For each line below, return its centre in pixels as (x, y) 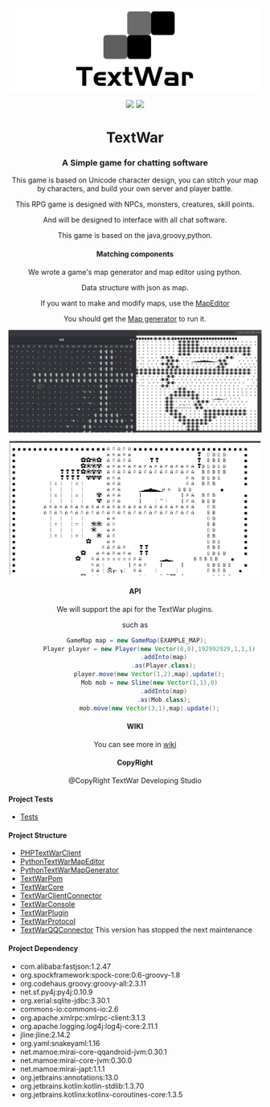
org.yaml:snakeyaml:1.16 (60, 1043)
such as (135, 625)
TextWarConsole (47, 904)
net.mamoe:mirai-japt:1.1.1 (62, 1068)
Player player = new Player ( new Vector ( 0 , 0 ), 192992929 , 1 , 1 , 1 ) (149, 649)
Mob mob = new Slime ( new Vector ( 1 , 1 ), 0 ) (149, 683)
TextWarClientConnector (61, 896)
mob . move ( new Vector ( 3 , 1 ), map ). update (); (149, 708)
